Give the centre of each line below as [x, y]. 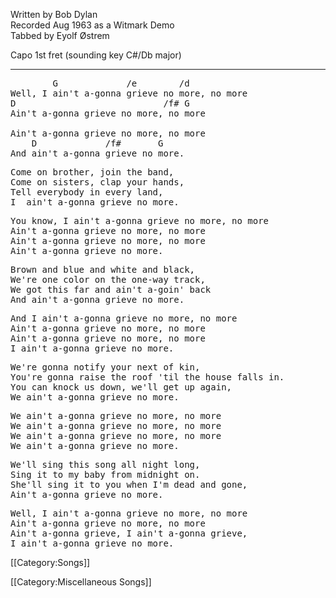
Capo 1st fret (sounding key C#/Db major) [96, 55]
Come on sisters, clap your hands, [97, 182]
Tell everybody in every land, [87, 192]
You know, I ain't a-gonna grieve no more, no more [140, 220]
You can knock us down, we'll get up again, [121, 387]
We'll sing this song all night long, [105, 464]
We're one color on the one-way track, [108, 279]
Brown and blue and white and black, [103, 269]
